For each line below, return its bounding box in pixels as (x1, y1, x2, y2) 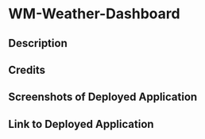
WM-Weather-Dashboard (8, 5, 180, 23)
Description (8, 37, 68, 50)
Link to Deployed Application (8, 117, 154, 131)
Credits (8, 63, 46, 76)
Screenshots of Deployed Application (8, 91, 198, 104)
